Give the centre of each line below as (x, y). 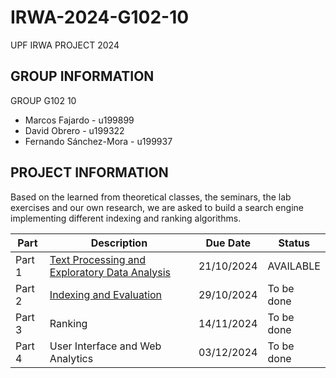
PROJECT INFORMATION (89, 172)
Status (294, 243)
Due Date (228, 243)
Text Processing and (98, 259)
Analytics (71, 358)
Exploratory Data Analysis (110, 272)
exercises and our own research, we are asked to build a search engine (157, 207)
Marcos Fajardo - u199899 (79, 120)
